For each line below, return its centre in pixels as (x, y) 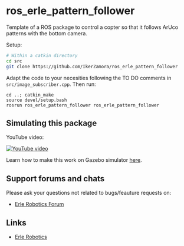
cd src (14, 61)
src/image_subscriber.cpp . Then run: (51, 84)
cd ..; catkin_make (30, 95)
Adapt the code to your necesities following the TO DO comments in (89, 78)
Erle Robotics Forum (39, 204)
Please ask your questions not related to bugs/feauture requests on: (89, 193)
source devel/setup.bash (37, 100)
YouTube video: (25, 137)
